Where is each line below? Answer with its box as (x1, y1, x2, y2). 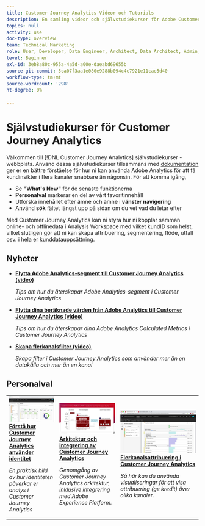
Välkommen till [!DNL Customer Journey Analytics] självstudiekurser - (6, 153, 182, 161)
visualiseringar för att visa (120, 478, 187, 486)
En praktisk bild (9, 467, 48, 474)
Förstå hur (9, 422, 37, 430)
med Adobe (59, 492, 88, 500)
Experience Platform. (59, 499, 112, 506)
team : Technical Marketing (6, 42, 75, 48)
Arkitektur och (59, 435, 98, 442)
